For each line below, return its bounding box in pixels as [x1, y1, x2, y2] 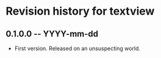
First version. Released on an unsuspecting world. [14, 45, 141, 52]
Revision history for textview [5, 4, 155, 18]
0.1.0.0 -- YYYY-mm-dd [5, 29, 99, 39]
